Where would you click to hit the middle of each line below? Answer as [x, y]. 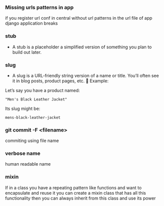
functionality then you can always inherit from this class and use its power [81, 198]
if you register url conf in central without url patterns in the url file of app [79, 18]
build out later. [27, 52]
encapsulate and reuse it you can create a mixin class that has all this [76, 193]
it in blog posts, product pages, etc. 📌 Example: [60, 81]
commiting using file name [32, 141]
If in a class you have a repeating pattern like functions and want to [73, 188]
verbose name [23, 153]
